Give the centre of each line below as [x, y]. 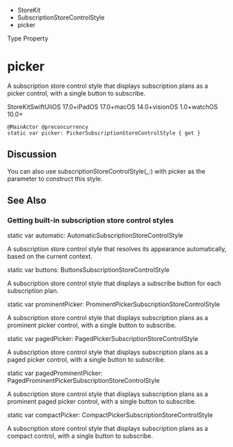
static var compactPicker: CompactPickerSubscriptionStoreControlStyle [110, 415]
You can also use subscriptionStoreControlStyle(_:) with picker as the [106, 171]
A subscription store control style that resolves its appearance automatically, [117, 249]
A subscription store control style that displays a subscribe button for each [114, 283]
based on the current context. [50, 257]
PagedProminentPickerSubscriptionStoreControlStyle [83, 381]
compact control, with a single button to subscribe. [80, 436]
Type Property [28, 38]
